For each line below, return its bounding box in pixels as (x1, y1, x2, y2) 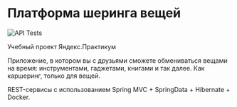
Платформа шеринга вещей (7, 5, 181, 21)
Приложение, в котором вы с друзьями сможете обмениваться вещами (7, 56, 228, 65)
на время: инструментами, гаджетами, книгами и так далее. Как (7, 63, 205, 72)
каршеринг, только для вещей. (7, 71, 101, 80)
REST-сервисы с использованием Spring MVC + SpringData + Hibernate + (7, 85, 231, 93)
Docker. (7, 93, 31, 101)
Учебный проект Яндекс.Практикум (7, 42, 116, 51)
